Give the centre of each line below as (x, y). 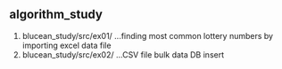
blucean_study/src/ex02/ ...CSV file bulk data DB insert (123, 54)
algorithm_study (56, 15)
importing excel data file (66, 45)
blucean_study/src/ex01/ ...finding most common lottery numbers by (148, 35)
